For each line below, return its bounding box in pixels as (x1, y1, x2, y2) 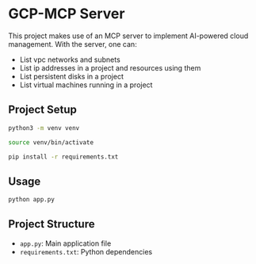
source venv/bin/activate (8, 138, 94, 147)
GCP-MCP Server (8, 5, 125, 23)
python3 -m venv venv (8, 124, 80, 132)
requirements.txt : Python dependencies (19, 247, 153, 256)
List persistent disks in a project (19, 71, 124, 81)
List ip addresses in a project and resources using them (19, 63, 201, 72)
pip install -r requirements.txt (8, 152, 119, 161)
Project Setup (8, 103, 78, 117)
